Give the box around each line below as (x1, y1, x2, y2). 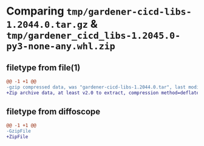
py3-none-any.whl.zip (6, 41, 115, 52)
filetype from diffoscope (6, 107, 101, 117)
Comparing (6, 4, 64, 18)
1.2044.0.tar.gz (6, 19, 88, 31)
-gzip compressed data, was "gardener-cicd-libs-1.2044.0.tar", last (6, 84, 186, 90)
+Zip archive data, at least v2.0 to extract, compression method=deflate (6, 90, 200, 96)
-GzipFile (6, 128, 32, 134)
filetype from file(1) (6, 62, 81, 73)
